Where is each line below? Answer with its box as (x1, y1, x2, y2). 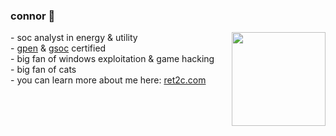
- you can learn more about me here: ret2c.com (10, 74, 207, 86)
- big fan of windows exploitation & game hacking (10, 53, 215, 65)
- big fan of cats (10, 64, 77, 76)
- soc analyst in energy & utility (10, 32, 138, 44)
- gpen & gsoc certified (10, 42, 107, 54)
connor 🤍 (10, 9, 56, 23)
